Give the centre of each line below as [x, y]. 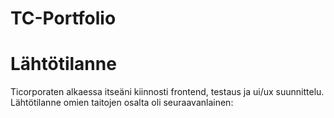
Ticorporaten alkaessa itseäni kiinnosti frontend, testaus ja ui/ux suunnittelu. [167, 92]
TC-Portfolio [63, 18]
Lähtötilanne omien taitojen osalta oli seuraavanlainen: [122, 103]
